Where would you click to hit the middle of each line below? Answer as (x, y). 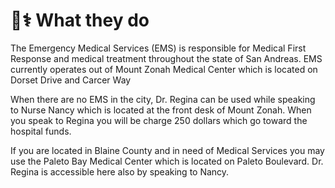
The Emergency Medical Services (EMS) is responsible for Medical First (158, 48)
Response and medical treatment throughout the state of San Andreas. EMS (166, 58)
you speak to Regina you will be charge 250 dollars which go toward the (159, 120)
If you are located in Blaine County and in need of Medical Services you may (167, 150)
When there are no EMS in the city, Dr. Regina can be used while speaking (163, 99)
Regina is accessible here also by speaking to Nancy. (120, 171)
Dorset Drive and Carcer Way (71, 80)
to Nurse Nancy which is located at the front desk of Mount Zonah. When (161, 110)
